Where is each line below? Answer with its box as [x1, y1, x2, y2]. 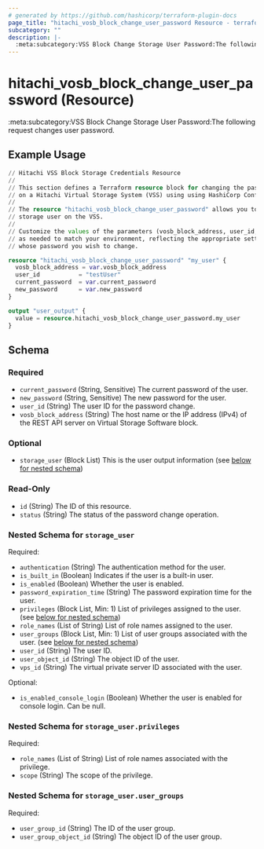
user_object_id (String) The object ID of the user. [19, 653, 180, 664]
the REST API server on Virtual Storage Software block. [19, 418, 199, 428]
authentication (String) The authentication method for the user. [19, 562, 226, 572]
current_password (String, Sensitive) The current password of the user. [19, 385, 248, 394]
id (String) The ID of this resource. [19, 501, 132, 510]
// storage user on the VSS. [8, 213, 104, 221]
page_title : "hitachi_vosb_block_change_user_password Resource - [8, 19, 230, 27]
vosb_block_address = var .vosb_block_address [15, 264, 167, 272]
